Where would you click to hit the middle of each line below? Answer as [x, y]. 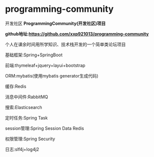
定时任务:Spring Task [27, 118]
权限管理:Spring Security [30, 139]
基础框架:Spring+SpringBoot [34, 55]
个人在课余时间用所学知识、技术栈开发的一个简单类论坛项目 [65, 44]
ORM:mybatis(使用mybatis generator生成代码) [52, 76]
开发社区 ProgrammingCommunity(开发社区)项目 [55, 23]
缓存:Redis [16, 86]
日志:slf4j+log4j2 [22, 149]
